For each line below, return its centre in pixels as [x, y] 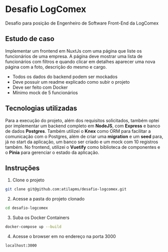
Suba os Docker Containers [41, 218]
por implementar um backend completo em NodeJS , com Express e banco [83, 126]
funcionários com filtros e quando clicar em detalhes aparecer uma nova [80, 62]
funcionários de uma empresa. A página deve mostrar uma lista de [74, 56]
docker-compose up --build [33, 227]
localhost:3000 [21, 245]
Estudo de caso [30, 39]
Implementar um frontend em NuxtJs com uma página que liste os [73, 51]
